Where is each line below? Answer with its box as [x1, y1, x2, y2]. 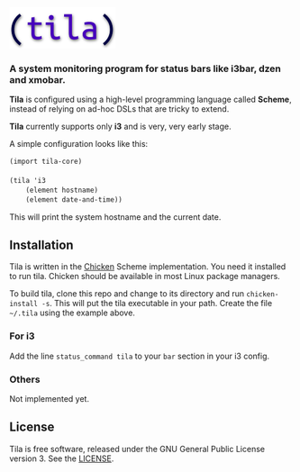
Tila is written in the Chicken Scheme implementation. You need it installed [9, 261, 286, 272]
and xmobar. [9, 73, 66, 86]
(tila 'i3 [9, 177, 47, 186]
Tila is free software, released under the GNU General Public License [9, 443, 266, 454]
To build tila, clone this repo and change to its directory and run [9, 288, 245, 299]
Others [9, 373, 41, 386]
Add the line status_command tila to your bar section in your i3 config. [9, 350, 270, 361]
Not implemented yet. [9, 394, 90, 404]
